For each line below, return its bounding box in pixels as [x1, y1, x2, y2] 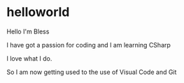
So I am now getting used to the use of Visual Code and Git [6, 68, 177, 76]
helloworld [6, 4, 70, 20]
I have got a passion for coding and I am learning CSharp [6, 40, 171, 49]
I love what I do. [6, 54, 52, 63]
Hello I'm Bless [6, 27, 50, 36]
